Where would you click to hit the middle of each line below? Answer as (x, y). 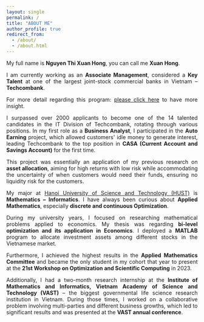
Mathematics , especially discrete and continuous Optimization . (87, 206)
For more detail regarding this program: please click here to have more (102, 99)
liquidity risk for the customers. (45, 181)
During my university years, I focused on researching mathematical (102, 218)
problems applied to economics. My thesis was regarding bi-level (102, 224)
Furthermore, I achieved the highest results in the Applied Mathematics (102, 255)
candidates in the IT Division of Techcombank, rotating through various (102, 124)
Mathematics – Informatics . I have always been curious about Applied (102, 199)
